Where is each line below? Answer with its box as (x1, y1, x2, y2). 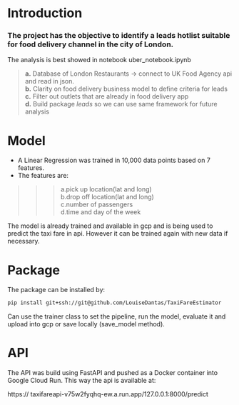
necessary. (7, 237, 41, 246)
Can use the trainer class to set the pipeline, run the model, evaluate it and (7, 312, 226, 321)
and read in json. (24, 77, 75, 86)
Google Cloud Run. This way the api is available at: (7, 376, 156, 385)
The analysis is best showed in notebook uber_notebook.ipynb (7, 56, 191, 64)
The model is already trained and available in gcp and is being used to (7, 221, 213, 230)
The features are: (17, 171, 69, 180)
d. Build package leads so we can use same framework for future (24, 100, 218, 109)
